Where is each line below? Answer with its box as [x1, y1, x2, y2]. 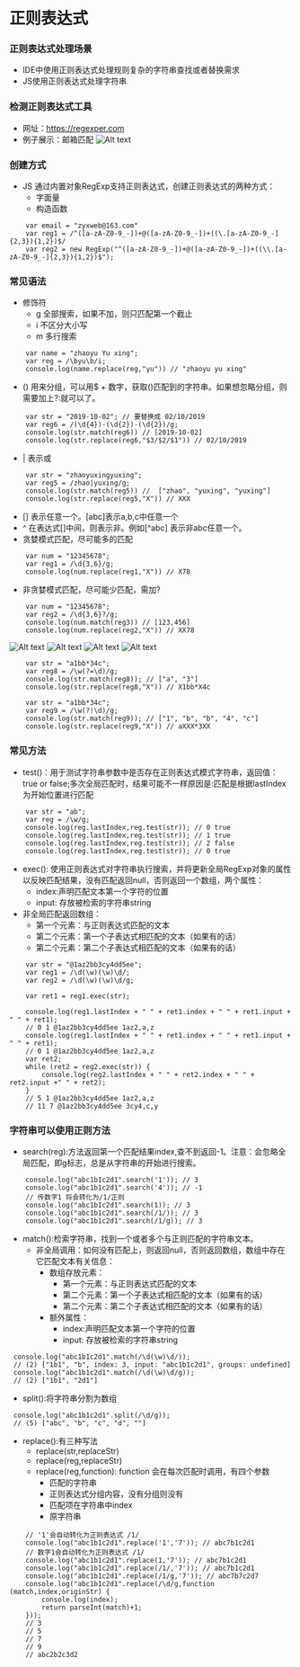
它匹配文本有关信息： [35, 1255, 115, 1266]
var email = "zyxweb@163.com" [25, 221, 139, 230]
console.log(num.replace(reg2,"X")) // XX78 [25, 626, 195, 635]
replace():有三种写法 [22, 1435, 99, 1446]
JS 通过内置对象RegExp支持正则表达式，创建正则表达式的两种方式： [22, 181, 276, 192]
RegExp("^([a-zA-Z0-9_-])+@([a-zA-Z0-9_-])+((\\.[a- [85, 245, 287, 254]
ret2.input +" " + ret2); [9, 1078, 106, 1087]
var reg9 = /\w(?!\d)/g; [25, 707, 119, 716]
